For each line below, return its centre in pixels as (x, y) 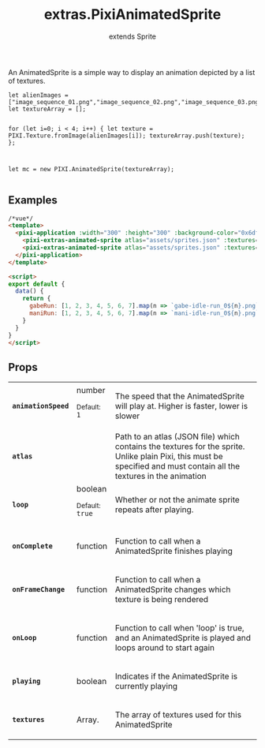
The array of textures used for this (178, 715)
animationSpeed (41, 406)
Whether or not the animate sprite (177, 500)
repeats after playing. (154, 510)
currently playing (146, 686)
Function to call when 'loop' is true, (179, 628)
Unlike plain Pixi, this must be (169, 457)
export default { (37, 284)
